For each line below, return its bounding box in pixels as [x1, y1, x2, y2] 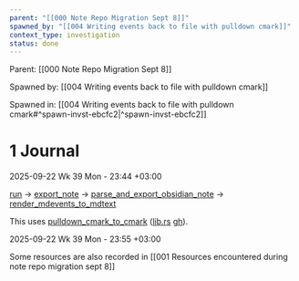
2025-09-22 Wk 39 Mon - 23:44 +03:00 [9, 171, 162, 182]
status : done [9, 38, 59, 48]
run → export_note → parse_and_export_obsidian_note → [9, 189, 224, 200]
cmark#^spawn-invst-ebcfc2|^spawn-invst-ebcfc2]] [9, 109, 207, 120]
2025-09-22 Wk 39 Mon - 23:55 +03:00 [9, 234, 161, 245]
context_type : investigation [9, 30, 120, 39]
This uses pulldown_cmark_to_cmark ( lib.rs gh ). [9, 216, 189, 227]
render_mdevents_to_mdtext [9, 198, 117, 210]
